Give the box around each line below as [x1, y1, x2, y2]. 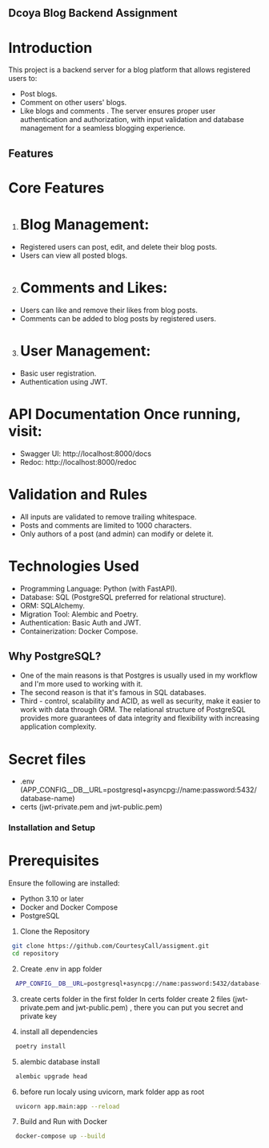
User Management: [19, 341, 151, 360]
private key [19, 1011, 58, 1020]
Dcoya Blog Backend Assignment [8, 6, 178, 20]
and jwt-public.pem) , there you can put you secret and [61, 1003, 244, 1012]
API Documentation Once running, [8, 405, 241, 423]
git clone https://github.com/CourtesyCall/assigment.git [11, 942, 210, 951]
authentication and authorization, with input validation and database [19, 115, 244, 124]
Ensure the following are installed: [8, 878, 120, 888]
